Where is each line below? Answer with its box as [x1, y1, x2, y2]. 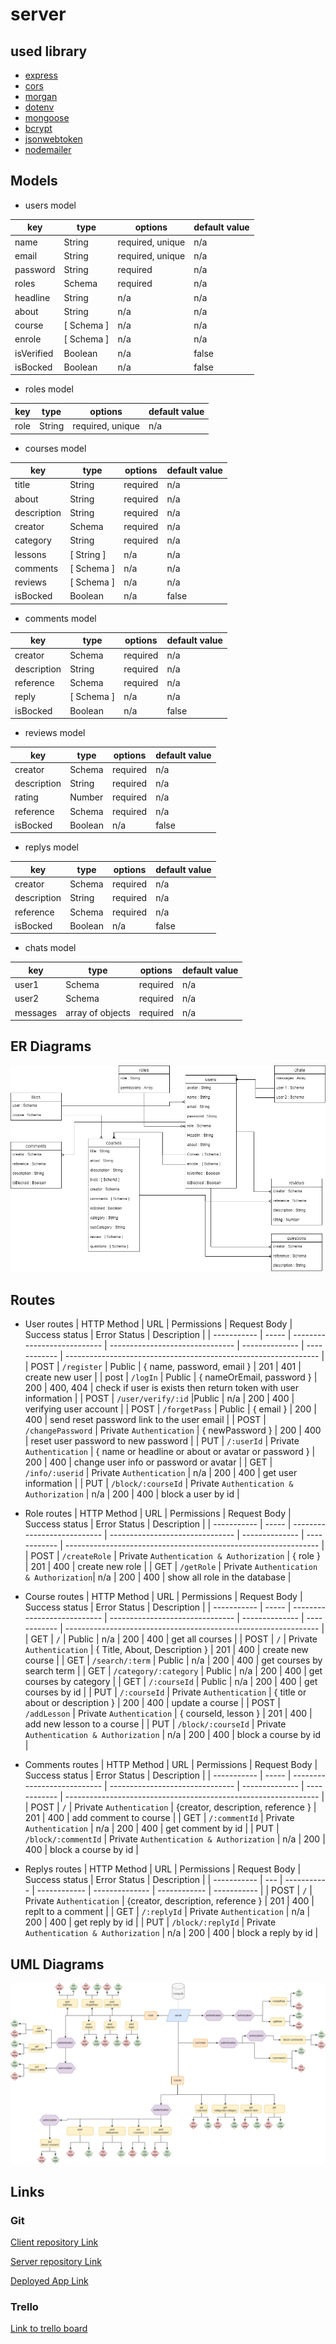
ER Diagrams [10, 1038, 92, 1055]
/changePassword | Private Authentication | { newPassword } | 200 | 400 [24, 1424, 322, 1437]
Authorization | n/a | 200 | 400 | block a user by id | [24, 1488, 240, 1500]
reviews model [24, 727, 86, 739]
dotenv [24, 101, 55, 113]
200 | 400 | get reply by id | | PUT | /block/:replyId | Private [24, 1916, 277, 1928]
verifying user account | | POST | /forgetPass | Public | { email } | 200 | [24, 1403, 317, 1415]
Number [69, 791, 104, 803]
